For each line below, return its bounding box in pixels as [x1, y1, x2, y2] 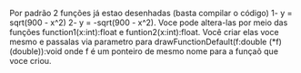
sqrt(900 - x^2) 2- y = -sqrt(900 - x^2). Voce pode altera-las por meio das [9, 17, 288, 28]
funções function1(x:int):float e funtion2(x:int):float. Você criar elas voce [9, 27, 279, 37]
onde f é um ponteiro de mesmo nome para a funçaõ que [64, 46, 279, 57]
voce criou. [9, 56, 52, 66]
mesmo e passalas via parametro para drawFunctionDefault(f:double [9, 36, 267, 47]
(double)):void [9, 46, 63, 57]
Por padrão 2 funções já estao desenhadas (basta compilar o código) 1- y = [9, 8, 293, 18]
